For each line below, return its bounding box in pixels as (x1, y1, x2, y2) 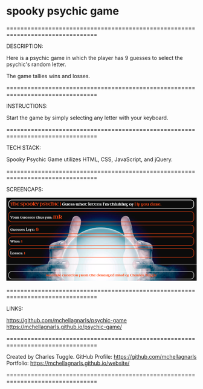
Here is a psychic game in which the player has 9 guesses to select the (6, 54, 183, 61)
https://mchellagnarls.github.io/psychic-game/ (6, 323, 123, 331)
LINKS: (6, 305, 24, 313)
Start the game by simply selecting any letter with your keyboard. (6, 114, 169, 121)
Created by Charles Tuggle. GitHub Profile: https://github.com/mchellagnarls (6, 353, 197, 361)
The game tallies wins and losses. (6, 72, 91, 79)
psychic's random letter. (6, 61, 66, 68)
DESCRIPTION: (6, 42, 43, 50)
